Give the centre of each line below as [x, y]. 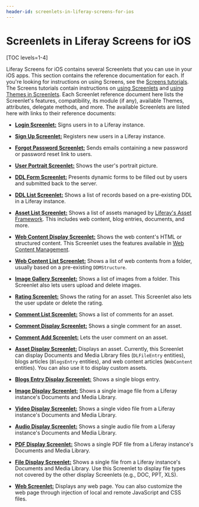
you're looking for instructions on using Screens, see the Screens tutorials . [97, 81]
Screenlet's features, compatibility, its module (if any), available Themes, [95, 100]
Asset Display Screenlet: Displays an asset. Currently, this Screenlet [99, 348]
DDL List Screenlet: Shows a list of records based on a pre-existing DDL [103, 195]
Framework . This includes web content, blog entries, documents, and [99, 219]
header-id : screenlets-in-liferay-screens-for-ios [70, 12]
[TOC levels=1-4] [27, 58]
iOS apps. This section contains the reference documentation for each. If [95, 75]
